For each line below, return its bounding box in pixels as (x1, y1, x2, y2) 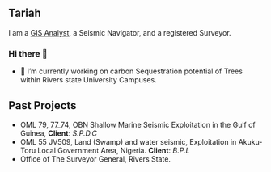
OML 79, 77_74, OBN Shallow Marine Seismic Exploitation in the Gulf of (19, 120, 256, 129)
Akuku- (238, 136, 263, 146)
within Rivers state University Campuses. (19, 75, 158, 85)
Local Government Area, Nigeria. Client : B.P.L (37, 145, 190, 155)
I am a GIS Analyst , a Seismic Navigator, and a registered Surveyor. (8, 27, 232, 37)
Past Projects (8, 99, 77, 112)
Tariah (8, 6, 42, 20)
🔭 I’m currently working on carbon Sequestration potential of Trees (19, 66, 243, 76)
